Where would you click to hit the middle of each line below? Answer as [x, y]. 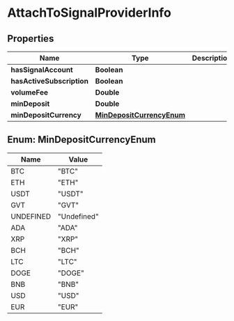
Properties [31, 39]
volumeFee [30, 92]
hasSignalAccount [42, 70]
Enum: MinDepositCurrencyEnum [81, 140]
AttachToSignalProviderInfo [89, 13]
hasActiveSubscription [50, 81]
